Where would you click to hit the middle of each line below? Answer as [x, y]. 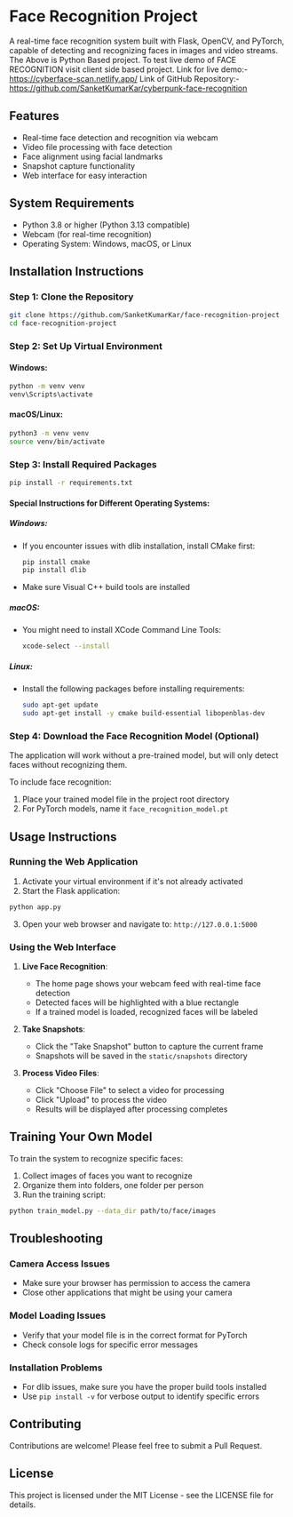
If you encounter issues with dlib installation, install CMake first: [139, 546]
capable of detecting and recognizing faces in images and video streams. [143, 50]
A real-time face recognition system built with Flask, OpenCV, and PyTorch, [147, 41]
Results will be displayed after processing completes [131, 1109]
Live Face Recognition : [65, 967]
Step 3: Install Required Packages [83, 464]
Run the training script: [64, 1194]
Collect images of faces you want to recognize [107, 1176]
